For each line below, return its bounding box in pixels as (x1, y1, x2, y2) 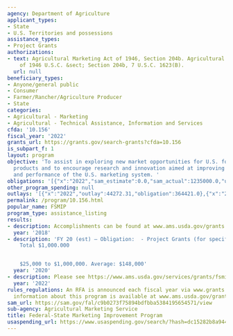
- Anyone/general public (7, 81, 79, 88)
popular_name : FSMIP (7, 204, 67, 211)
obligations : (7, 177, 45, 184)
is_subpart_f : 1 (7, 145, 54, 152)
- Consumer (7, 87, 39, 94)
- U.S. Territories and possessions (7, 29, 113, 37)
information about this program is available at (13, 292, 157, 300)
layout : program (7, 152, 54, 159)
